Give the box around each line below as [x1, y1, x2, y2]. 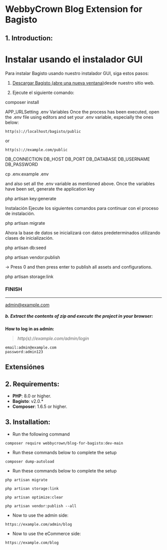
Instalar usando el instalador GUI [5, 54, 143, 65]
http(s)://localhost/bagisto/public [5, 129, 81, 134]
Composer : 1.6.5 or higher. [12, 403, 68, 409]
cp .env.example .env [5, 171, 49, 177]
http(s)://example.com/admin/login [17, 335, 89, 341]
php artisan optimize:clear [5, 495, 64, 500]
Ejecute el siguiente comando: [12, 90, 75, 95]
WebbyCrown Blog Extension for [5, 3, 143, 15]
